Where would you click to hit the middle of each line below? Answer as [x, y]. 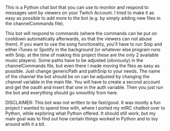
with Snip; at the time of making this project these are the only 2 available [82, 55]
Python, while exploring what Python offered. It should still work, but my [80, 113]
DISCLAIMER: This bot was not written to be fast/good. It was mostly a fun [83, 103]
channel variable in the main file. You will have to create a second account [83, 82]
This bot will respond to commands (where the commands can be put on [81, 33]
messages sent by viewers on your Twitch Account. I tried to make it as [80, 13]
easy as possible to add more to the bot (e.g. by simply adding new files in [83, 18]
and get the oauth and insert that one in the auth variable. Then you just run [84, 87]
